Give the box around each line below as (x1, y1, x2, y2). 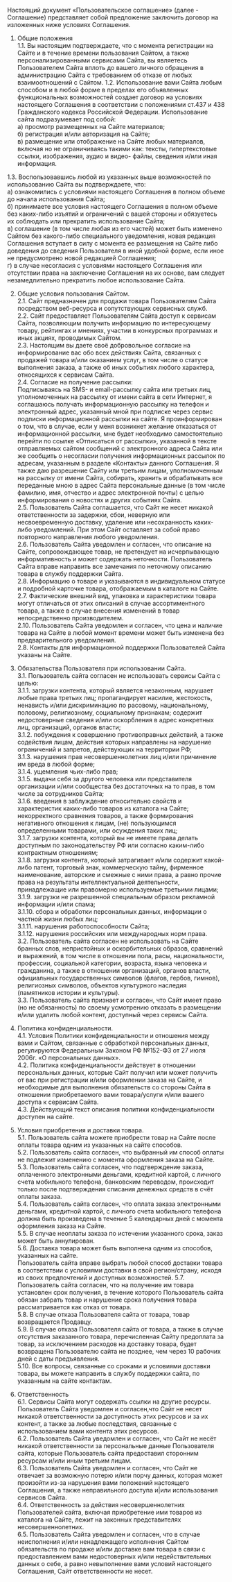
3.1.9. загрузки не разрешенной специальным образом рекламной (17, 893, 215, 901)
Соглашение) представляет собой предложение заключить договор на (7, 13, 219, 22)
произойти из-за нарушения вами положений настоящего (17, 1479, 190, 1487)
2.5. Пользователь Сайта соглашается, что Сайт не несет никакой (17, 503, 213, 511)
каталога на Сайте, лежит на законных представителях (17, 1515, 181, 1524)
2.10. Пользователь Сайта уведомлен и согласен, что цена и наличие (17, 621, 223, 629)
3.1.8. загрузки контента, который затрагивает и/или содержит (17, 856, 203, 864)
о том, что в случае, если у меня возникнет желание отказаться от (17, 423, 217, 430)
